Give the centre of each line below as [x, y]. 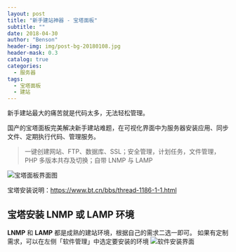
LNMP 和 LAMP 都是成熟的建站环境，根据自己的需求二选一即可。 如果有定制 [118, 232]
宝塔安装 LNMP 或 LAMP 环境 [71, 214]
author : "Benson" [33, 40]
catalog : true [28, 60]
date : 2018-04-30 [33, 33]
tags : [15, 79]
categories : [25, 66]
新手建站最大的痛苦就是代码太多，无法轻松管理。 [78, 113]
